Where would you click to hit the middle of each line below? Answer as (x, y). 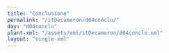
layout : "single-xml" (39, 39)
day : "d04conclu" (32, 26)
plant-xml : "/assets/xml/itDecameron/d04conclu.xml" (85, 33)
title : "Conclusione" (39, 13)
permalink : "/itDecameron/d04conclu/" (63, 20)
